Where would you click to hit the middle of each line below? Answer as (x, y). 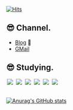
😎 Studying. (30, 68)
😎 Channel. (29, 28)
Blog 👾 (23, 42)
